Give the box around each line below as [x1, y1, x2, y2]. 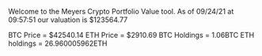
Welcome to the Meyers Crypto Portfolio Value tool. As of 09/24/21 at [8, 7, 234, 16]
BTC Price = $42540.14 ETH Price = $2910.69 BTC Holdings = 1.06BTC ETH [8, 31, 255, 39]
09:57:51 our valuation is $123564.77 [8, 15, 128, 24]
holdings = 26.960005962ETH [8, 39, 108, 48]
